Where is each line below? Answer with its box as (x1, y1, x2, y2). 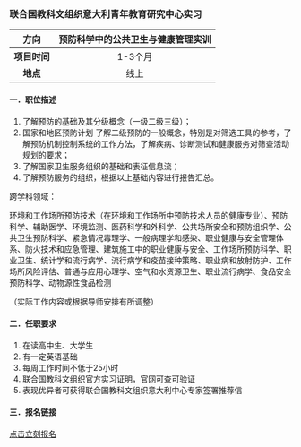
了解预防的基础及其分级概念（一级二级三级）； (21, 116, 192, 126)
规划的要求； (21, 150, 70, 160)
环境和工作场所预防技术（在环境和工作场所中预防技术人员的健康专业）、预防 (9, 210, 288, 220)
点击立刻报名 (9, 428, 56, 439)
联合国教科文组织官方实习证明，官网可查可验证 (21, 374, 195, 384)
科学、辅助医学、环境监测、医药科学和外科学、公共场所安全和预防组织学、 (9, 221, 284, 232)
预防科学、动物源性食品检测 (9, 277, 112, 288)
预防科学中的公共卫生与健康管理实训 (58, 33, 212, 46)
